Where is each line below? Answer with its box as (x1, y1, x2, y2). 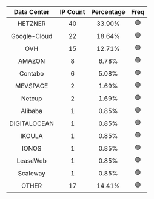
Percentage (90, 8, 126, 16)
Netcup (21, 94, 42, 102)
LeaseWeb (16, 157, 47, 165)
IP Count (59, 8, 85, 16)
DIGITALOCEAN (9, 119, 55, 128)
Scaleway (18, 169, 45, 177)
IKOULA (20, 131, 44, 140)
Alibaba (21, 106, 42, 115)
